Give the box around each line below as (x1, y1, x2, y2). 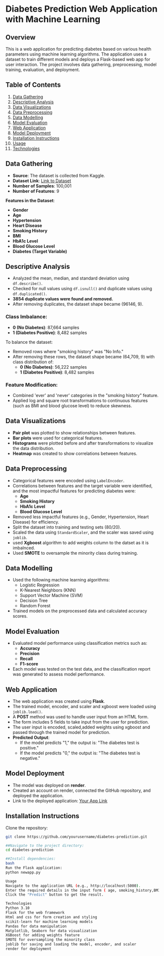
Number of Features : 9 (12, 188, 60, 194)
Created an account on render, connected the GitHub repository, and (12, 787, 151, 793)
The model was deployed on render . (12, 782, 86, 788)
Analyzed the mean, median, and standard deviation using (12, 275, 129, 281)
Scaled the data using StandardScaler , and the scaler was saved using (12, 529, 154, 535)
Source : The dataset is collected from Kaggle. (12, 172, 105, 178)
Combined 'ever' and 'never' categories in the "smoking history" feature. (12, 393, 159, 398)
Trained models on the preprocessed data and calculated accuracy (12, 608, 147, 614)
